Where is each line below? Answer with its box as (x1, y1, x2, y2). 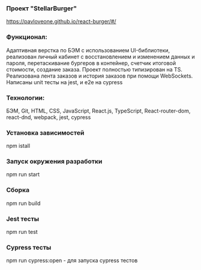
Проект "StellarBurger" (6, 4, 77, 13)
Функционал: (6, 33, 48, 41)
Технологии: (6, 93, 45, 102)
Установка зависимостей (6, 128, 85, 137)
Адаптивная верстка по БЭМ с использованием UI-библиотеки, (6, 46, 170, 54)
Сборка (6, 186, 30, 194)
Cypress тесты (6, 244, 52, 251)
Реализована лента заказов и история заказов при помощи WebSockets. (6, 72, 193, 79)
